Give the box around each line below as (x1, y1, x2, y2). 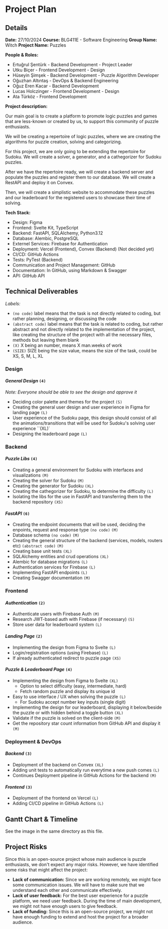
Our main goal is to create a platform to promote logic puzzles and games (5, 113, 157, 119)
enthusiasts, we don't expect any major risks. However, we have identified (5, 861, 158, 867)
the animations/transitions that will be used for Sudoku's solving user (12, 420, 155, 426)
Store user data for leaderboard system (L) (12, 621, 102, 628)
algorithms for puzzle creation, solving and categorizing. (5, 139, 122, 145)
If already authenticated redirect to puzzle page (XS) (12, 655, 121, 661)
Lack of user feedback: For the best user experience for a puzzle (12, 892, 148, 898)
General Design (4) (5, 378, 46, 384)
